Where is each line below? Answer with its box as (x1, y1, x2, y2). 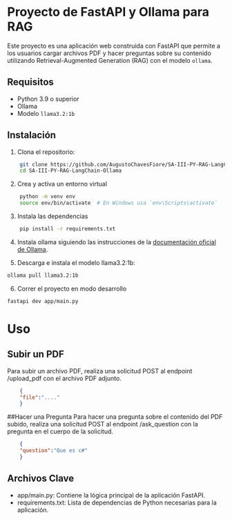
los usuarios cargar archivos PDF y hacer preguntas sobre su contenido (7, 49, 212, 57)
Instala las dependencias (17, 212, 88, 221)
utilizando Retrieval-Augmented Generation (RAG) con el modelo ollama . (7, 56, 213, 64)
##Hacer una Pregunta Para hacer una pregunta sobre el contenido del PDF (7, 413, 223, 421)
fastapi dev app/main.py (7, 297, 79, 304)
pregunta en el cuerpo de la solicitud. (7, 427, 114, 435)
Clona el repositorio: (17, 148, 75, 156)
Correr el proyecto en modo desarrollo (17, 284, 127, 293)
